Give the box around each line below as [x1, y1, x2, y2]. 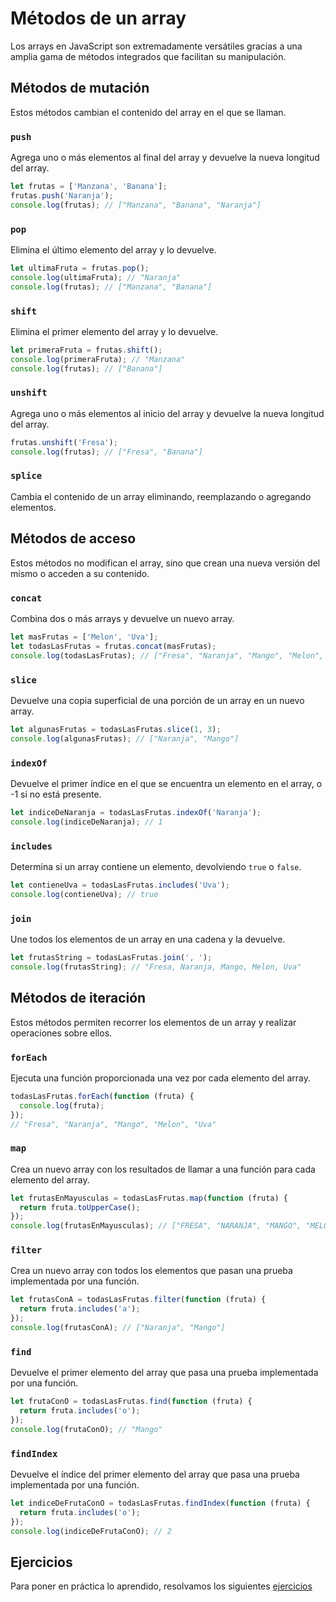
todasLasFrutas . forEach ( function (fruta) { [10, 1091, 195, 1101]
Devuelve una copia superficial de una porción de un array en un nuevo [10, 694, 305, 706]
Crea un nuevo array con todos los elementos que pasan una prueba [10, 1265, 293, 1277]
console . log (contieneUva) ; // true [10, 889, 159, 899]
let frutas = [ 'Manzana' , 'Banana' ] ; [10, 182, 168, 192]
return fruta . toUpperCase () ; [19, 1202, 141, 1212]
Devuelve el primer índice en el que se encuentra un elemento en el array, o [10, 777, 323, 789]
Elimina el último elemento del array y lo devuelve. [10, 243, 217, 256]
